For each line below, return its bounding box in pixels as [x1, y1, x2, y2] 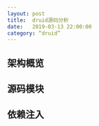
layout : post [7, 10, 45, 17]
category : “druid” [7, 29, 61, 37]
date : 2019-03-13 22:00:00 [7, 23, 92, 30]
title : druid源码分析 [7, 17, 69, 24]
